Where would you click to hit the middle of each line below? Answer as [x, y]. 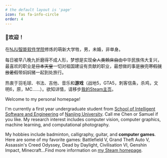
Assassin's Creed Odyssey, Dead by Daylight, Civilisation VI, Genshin [76, 145]
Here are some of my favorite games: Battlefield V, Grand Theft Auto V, [78, 140]
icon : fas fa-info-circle [32, 14]
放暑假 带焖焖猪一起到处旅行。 [36, 72]
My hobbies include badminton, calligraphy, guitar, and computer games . [81, 134]
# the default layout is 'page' [39, 10]
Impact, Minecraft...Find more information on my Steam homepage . [74, 150]
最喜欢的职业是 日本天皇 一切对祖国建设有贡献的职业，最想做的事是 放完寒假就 [83, 66]
